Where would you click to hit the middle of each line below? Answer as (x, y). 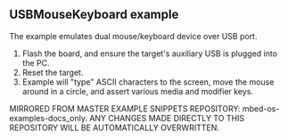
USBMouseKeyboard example (94, 15)
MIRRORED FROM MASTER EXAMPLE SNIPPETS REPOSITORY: (125, 108)
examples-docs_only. (48, 118)
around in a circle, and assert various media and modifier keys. (138, 91)
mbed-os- (261, 108)
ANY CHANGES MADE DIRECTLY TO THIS (167, 118)
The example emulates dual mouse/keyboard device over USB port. (133, 36)
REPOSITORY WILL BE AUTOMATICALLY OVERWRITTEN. (115, 128)
